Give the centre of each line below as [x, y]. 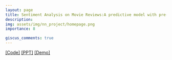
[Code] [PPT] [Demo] [28, 52]
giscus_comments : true [29, 38]
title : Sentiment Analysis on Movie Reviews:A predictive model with [81, 15]
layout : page [19, 10]
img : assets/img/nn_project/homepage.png [50, 24]
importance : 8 [20, 29]
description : [19, 19]
